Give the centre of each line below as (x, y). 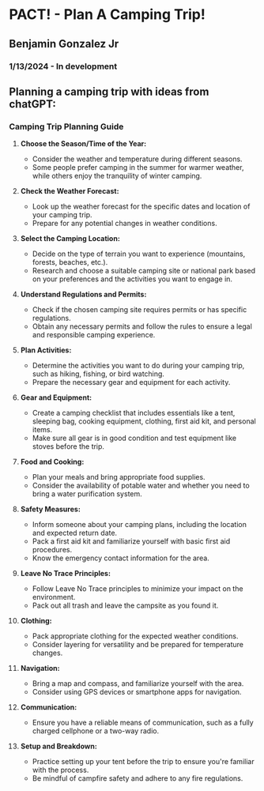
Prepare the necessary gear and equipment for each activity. (131, 382)
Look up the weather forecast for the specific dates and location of (141, 206)
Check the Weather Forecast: (70, 191)
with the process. (60, 770)
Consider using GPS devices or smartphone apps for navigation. (137, 692)
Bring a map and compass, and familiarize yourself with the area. (138, 684)
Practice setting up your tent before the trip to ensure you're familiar (143, 762)
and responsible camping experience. (94, 335)
